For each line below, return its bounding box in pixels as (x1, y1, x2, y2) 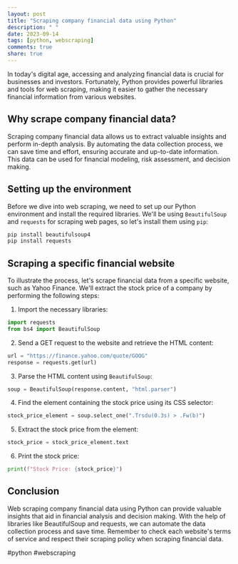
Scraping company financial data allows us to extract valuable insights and (7, 132, 227, 140)
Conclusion (7, 486, 60, 498)
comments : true (7, 43, 53, 51)
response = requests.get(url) (7, 359, 98, 366)
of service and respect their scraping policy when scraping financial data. (7, 534, 224, 543)
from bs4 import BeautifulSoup (7, 325, 100, 332)
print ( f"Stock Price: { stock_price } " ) (7, 466, 123, 473)
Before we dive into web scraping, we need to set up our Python (7, 202, 196, 210)
